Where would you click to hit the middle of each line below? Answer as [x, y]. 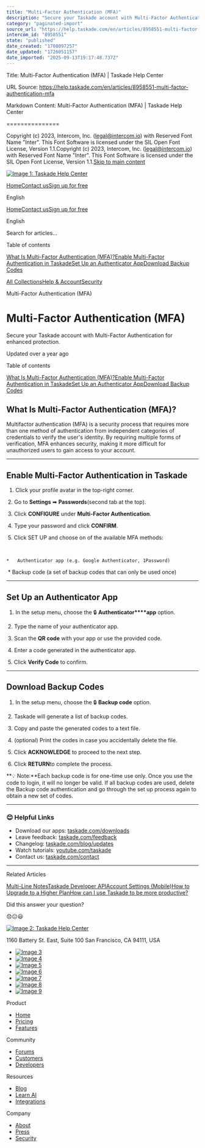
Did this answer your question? [45, 905]
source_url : [21, 29]
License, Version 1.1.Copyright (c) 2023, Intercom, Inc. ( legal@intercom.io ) [99, 148]
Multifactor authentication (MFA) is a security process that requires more [98, 424]
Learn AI [26, 1095]
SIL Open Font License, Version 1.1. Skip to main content [76, 162]
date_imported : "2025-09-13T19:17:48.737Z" [63, 58]
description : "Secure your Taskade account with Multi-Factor [87, 18]
